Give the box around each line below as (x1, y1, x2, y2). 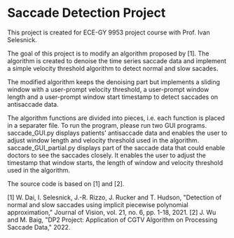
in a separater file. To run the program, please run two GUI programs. (7, 121, 207, 129)
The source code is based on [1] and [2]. (7, 179, 125, 187)
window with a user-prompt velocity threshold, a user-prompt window (7, 85, 209, 93)
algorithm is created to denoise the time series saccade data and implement (7, 56, 226, 65)
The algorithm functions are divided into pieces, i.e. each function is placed (7, 114, 226, 122)
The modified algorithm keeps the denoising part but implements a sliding (7, 77, 221, 86)
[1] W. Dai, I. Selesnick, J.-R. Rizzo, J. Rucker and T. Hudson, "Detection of (7, 193, 222, 201)
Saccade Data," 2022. (7, 223, 71, 231)
